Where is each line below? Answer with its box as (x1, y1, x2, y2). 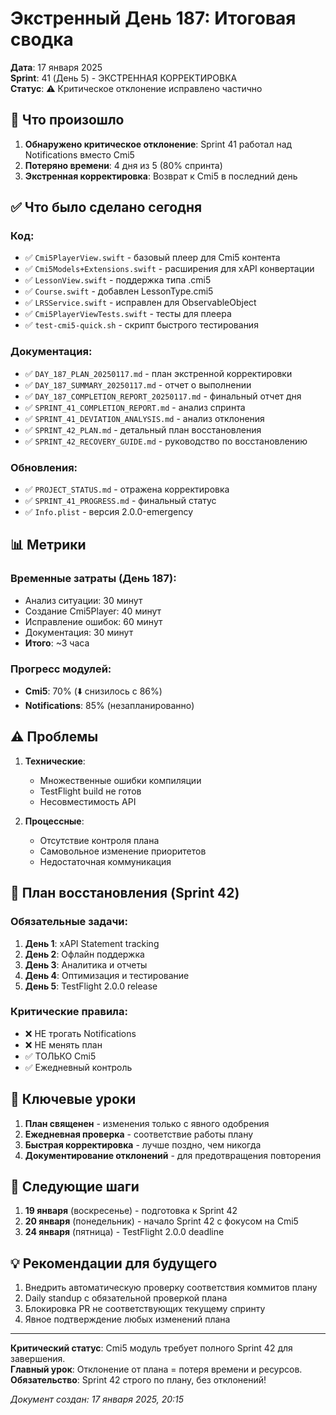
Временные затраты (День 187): (10, 572, 177, 586)
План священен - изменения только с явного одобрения (24, 1117, 270, 1129)
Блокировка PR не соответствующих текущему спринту (24, 1303, 266, 1315)
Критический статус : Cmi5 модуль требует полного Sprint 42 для (10, 1342, 293, 1354)
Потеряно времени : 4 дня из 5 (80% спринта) (24, 159, 223, 171)
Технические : (24, 755, 86, 767)
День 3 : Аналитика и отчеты (24, 958, 148, 971)
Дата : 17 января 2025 (10, 61, 103, 73)
